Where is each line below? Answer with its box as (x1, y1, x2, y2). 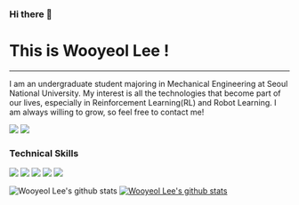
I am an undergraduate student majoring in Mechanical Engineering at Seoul (9, 78, 288, 89)
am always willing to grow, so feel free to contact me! (9, 106, 205, 117)
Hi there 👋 (9, 8, 53, 20)
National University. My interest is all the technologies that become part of (9, 88, 282, 99)
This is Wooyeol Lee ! (9, 41, 170, 61)
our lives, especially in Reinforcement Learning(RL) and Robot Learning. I (9, 97, 278, 107)
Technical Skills (9, 146, 79, 159)
